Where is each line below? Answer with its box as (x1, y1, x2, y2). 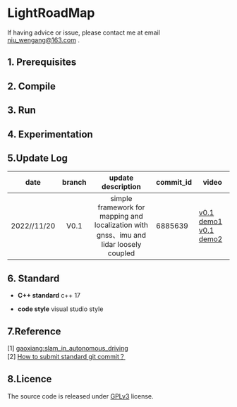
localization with (94, 220, 149, 230)
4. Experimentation (7, 128, 93, 140)
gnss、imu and (96, 231, 147, 241)
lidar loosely (101, 240, 142, 250)
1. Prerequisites (7, 56, 77, 68)
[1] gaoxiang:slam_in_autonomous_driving (7, 344, 128, 352)
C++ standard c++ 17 (17, 291, 81, 300)
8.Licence (7, 373, 52, 385)
